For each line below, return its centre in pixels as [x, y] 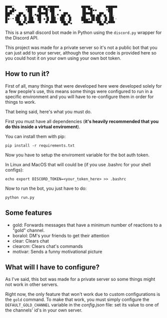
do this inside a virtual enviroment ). [43, 127]
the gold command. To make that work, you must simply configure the [77, 299]
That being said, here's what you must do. [48, 112]
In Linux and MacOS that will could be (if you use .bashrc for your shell [78, 164]
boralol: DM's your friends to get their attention [61, 235]
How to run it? [27, 74]
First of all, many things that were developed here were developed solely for [83, 86]
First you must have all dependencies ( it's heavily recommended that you [82, 121]
